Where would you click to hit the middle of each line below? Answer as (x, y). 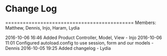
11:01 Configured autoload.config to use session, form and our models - (79, 42)
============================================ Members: (81, 22)
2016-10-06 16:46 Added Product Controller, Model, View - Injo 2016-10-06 (84, 37)
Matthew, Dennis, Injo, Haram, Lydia (42, 27)
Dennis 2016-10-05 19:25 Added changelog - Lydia (58, 48)
